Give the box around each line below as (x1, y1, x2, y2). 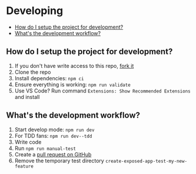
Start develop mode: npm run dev (14, 126, 95, 133)
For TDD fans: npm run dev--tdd (14, 132, 92, 139)
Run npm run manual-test (14, 145, 77, 152)
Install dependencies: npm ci (14, 74, 84, 81)
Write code (14, 138, 42, 145)
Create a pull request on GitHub (14, 151, 92, 158)
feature (14, 163, 34, 169)
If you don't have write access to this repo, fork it (14, 62, 134, 69)
